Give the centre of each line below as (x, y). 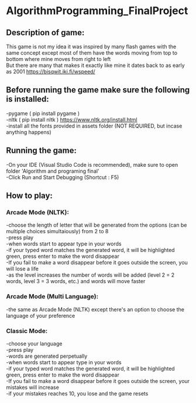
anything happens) (29, 132)
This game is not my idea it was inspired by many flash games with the (91, 46)
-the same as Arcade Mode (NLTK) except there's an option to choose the (95, 309)
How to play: (29, 196)
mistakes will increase (33, 387)
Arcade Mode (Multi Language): (52, 297)
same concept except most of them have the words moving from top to (92, 53)
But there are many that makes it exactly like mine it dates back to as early (96, 65)
